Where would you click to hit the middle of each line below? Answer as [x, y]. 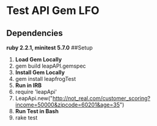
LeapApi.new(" [34, 98]
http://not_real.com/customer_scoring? [101, 98]
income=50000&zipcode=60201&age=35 [68, 105]
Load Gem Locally [38, 59]
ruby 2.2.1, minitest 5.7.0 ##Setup [49, 47]
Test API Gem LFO [53, 11]
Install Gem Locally [40, 72]
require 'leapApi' [36, 92]
